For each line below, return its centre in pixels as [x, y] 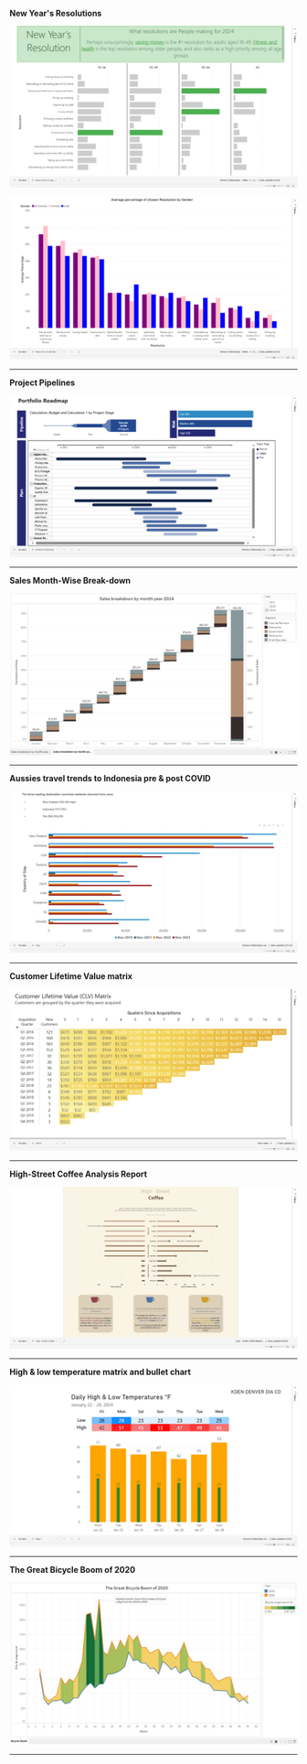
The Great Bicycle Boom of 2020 [73, 1570]
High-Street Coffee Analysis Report [79, 1174]
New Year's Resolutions [56, 13]
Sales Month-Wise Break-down [70, 581]
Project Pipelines [42, 382]
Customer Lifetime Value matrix [71, 976]
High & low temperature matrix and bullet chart [101, 1372]
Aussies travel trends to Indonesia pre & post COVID [111, 778]
